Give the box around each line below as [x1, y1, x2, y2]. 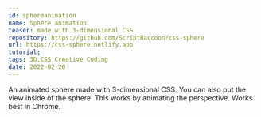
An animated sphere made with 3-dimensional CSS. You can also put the [8, 85, 247, 94]
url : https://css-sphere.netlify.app [8, 41, 134, 49]
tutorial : [8, 48, 41, 56]
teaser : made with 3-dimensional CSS [8, 26, 134, 34]
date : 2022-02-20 [8, 63, 66, 71]
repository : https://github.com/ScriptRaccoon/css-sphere [8, 33, 205, 42]
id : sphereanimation [8, 11, 77, 20]
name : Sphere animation [8, 19, 88, 27]
